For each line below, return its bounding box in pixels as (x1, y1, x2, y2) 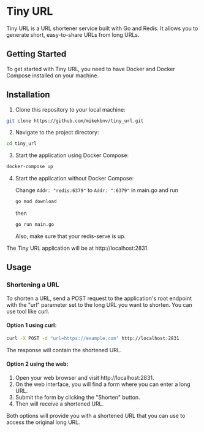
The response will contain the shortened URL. (6, 346, 122, 353)
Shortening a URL (6, 280, 59, 289)
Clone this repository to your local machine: (15, 106, 126, 113)
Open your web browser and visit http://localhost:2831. (15, 374, 154, 381)
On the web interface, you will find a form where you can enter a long (15, 380, 191, 388)
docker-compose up (6, 164, 53, 170)
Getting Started (6, 49, 67, 60)
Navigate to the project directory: (15, 129, 99, 136)
